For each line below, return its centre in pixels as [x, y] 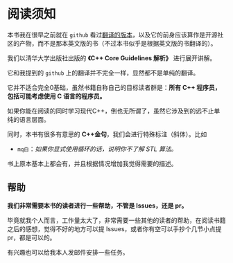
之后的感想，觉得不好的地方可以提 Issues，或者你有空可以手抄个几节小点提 [114, 228]
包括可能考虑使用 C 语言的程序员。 [57, 96]
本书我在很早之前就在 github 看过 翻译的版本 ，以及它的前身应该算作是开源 [112, 35]
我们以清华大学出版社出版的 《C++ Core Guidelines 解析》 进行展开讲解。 [112, 58]
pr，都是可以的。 [32, 237]
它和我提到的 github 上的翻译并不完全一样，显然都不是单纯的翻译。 [103, 73]
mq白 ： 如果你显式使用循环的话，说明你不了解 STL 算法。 [97, 149]
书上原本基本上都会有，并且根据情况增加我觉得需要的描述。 [92, 163]
